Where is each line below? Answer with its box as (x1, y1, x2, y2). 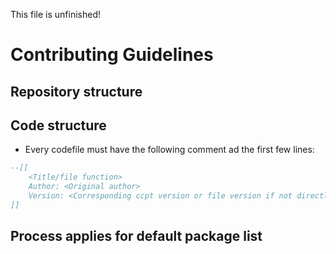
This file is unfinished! (10, 9, 102, 20)
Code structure (10, 117, 107, 134)
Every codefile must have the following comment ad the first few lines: (24, 144, 315, 156)
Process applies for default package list (10, 228, 263, 245)
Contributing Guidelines (10, 44, 214, 66)
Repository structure (10, 83, 143, 100)
